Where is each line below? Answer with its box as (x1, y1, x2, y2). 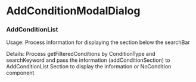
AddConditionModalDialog (6, 4, 141, 18)
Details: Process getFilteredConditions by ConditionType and (6, 51, 155, 58)
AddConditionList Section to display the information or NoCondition (6, 63, 172, 70)
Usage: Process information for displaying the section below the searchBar (6, 39, 190, 46)
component (6, 70, 35, 77)
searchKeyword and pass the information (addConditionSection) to (6, 56, 170, 64)
